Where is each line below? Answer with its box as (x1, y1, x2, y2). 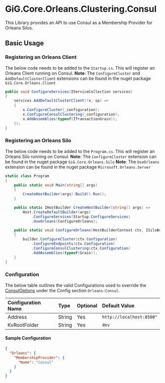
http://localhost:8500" (102, 314, 158, 320)
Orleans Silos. (5, 25, 33, 30)
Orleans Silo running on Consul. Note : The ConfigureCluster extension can (5, 153, 157, 159)
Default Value (102, 302, 135, 309)
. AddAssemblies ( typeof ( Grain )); (31, 250, 98, 255)
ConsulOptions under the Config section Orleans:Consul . (5, 287, 120, 293)
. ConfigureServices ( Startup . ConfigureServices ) (31, 214, 131, 219)
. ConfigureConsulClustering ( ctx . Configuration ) (31, 246, 131, 251)
